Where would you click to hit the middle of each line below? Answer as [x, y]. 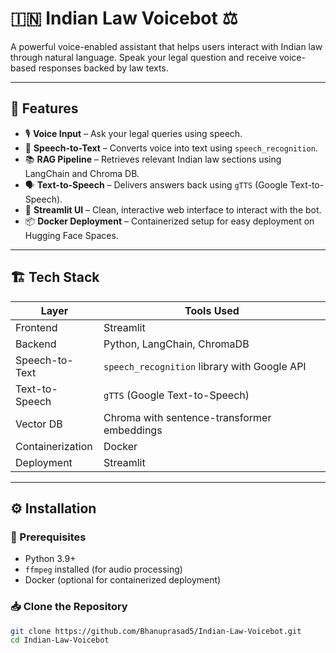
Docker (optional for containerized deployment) [123, 580]
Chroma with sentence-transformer [187, 417]
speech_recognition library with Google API [205, 366]
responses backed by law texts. [103, 68]
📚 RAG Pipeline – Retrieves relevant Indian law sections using [153, 159]
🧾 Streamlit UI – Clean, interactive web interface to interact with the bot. [173, 209]
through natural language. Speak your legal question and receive [144, 57]
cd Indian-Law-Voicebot [60, 640]
